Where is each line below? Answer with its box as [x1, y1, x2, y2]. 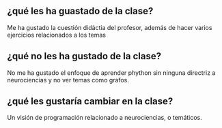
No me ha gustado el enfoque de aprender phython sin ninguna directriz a [7, 68, 216, 77]
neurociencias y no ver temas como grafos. [7, 76, 130, 84]
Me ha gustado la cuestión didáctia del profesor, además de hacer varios [7, 23, 212, 31]
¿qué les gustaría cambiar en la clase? [7, 95, 174, 108]
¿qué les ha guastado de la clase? [7, 5, 154, 17]
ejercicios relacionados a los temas [7, 31, 106, 39]
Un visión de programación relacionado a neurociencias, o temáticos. [7, 114, 203, 122]
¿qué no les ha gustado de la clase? [7, 50, 162, 62]
